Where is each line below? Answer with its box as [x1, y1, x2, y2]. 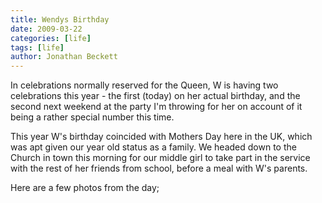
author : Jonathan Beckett [10, 52, 118, 62]
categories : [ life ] [10, 33, 92, 43]
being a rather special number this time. [10, 111, 175, 123]
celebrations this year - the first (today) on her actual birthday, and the [10, 90, 301, 102]
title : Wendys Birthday [10, 14, 110, 25]
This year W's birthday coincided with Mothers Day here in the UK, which [10, 131, 313, 143]
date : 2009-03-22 [10, 24, 83, 34]
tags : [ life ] [10, 42, 65, 53]
